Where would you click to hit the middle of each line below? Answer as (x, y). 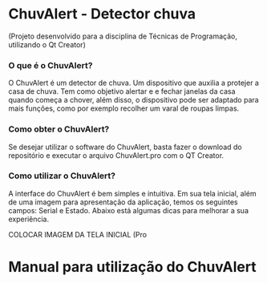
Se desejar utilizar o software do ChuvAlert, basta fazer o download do (125, 147)
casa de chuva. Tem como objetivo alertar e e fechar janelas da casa (122, 91)
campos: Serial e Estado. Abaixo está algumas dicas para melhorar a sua (129, 210)
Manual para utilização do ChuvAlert (132, 267)
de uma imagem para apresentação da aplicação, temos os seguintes (123, 202)
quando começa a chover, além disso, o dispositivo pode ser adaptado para (133, 100)
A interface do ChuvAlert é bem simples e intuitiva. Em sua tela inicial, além (132, 193)
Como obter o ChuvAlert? (59, 129)
